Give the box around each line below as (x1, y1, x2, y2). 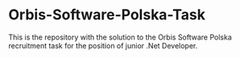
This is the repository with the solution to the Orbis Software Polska (8, 32, 232, 42)
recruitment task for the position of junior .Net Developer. (8, 40, 198, 50)
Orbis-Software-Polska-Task (8, 6, 205, 24)
